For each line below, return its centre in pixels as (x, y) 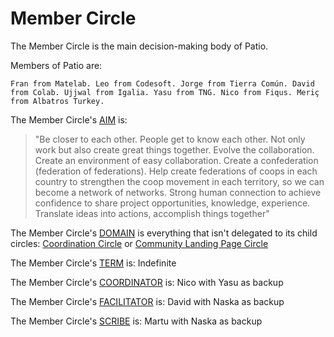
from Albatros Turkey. (57, 101)
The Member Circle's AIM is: (69, 119)
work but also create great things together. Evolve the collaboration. (174, 149)
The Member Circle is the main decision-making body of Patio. (139, 46)
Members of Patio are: (56, 65)
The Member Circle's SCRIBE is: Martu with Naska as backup (136, 321)
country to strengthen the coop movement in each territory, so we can (179, 181)
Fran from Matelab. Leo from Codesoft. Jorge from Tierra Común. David (162, 83)
